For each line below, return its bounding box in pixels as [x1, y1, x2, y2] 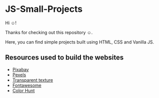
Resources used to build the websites [5, 53, 124, 62]
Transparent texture [12, 77, 53, 83]
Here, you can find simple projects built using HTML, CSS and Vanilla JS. [5, 39, 154, 45]
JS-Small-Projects [5, 3, 83, 15]
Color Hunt [12, 88, 35, 94]
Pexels [12, 72, 26, 78]
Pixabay [12, 66, 29, 72]
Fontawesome [12, 82, 42, 88]
